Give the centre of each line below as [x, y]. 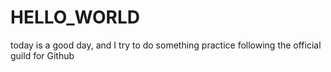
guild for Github [42, 55]
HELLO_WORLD [75, 17]
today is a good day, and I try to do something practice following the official [166, 45]
